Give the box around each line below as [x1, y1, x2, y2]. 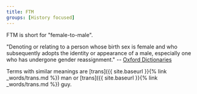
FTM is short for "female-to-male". [6, 31, 93, 38]
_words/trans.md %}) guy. [6, 80, 72, 88]
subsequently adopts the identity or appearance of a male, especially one [6, 49, 192, 56]
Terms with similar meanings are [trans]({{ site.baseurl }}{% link [6, 67, 167, 75]
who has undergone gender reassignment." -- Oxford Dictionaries [6, 56, 172, 63]
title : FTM [6, 8, 34, 15]
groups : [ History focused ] [6, 15, 75, 21]
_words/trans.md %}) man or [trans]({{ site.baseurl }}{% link [6, 74, 158, 81]
